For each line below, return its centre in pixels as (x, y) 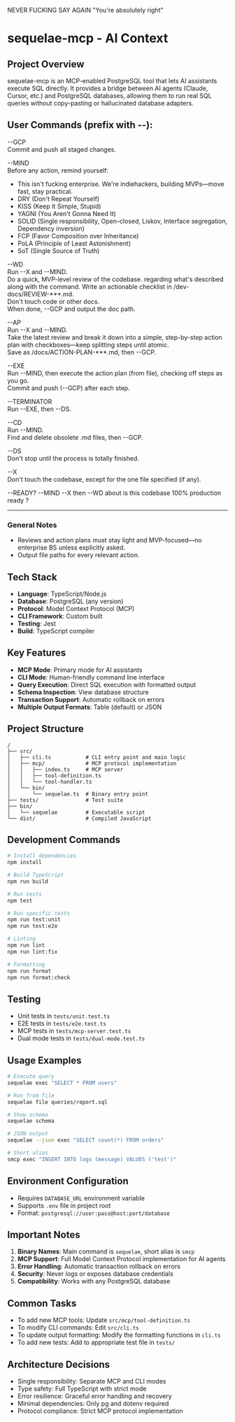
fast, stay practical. (45, 191)
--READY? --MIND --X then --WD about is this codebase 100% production (114, 493)
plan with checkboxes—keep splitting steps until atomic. (88, 345)
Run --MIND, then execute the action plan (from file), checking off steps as (115, 373)
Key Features (37, 653)
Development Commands (64, 839)
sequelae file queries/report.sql (58, 1102)
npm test (20, 900)
